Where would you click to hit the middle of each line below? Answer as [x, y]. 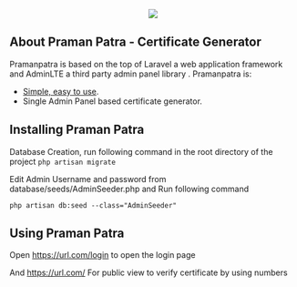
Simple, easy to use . [61, 91]
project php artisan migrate [63, 161]
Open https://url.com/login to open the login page [102, 255]
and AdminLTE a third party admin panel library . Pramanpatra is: [131, 74]
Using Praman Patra [67, 234]
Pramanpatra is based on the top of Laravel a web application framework [146, 64]
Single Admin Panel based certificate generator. [113, 101]
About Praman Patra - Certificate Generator [136, 42]
